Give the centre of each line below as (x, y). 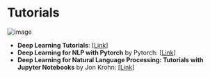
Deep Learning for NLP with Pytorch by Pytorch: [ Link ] (96, 52)
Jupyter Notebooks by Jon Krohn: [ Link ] (76, 67)
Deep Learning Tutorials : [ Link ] (63, 45)
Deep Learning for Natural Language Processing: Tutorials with (110, 59)
